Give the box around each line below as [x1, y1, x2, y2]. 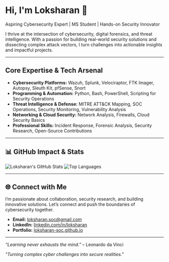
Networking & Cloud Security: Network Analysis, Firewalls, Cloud [12, 112, 150, 118]
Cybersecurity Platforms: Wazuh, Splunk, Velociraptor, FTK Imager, [12, 79, 154, 85]
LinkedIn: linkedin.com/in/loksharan [12, 222, 88, 228]
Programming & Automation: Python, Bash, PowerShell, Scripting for [12, 90, 156, 96]
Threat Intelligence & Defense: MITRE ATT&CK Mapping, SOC [12, 101, 142, 107]
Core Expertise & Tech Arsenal [5, 66, 103, 75]
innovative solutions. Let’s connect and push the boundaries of [5, 201, 135, 208]
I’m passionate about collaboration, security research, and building [5, 196, 143, 202]
